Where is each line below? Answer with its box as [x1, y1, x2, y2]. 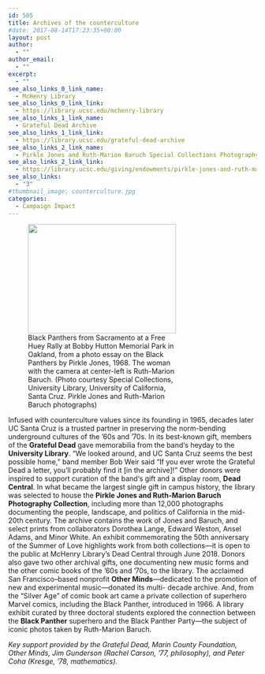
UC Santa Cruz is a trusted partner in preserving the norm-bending [8, 423, 226, 434]
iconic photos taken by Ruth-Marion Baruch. [8, 624, 152, 635]
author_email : [8, 56, 55, 64]
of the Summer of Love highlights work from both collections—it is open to [8, 541, 251, 550]
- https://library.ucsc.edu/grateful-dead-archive [15, 136, 185, 144]
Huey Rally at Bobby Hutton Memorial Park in [28, 341, 174, 351]
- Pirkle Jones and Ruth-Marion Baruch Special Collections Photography [15, 151, 259, 158]
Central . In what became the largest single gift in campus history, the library [8, 482, 256, 492]
